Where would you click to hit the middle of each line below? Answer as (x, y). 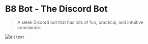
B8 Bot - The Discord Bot (57, 9)
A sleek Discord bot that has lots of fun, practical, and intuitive (80, 22)
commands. (29, 27)
